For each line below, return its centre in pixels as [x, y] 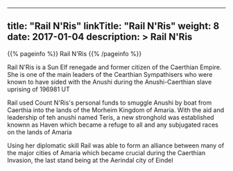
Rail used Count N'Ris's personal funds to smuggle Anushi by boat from [110, 102]
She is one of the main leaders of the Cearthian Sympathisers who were [110, 74]
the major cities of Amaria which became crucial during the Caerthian [106, 152]
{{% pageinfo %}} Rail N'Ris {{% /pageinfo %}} [75, 53]
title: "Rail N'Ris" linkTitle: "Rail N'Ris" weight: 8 [113, 26]
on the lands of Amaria [40, 132]
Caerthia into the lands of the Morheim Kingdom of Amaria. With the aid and [116, 110]
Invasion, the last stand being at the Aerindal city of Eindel [90, 160]
